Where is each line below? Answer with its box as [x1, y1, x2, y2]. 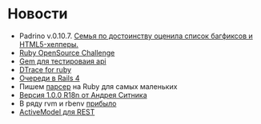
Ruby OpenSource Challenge [18, 48, 115, 57]
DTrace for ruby [18, 64, 72, 74]
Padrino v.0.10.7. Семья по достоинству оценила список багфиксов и [18, 31, 253, 41]
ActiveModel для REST [18, 107, 95, 116]
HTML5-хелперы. [18, 39, 79, 48]
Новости [7, 5, 68, 23]
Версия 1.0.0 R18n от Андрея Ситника [18, 90, 147, 99]
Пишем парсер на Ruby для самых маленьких [18, 81, 178, 91]
